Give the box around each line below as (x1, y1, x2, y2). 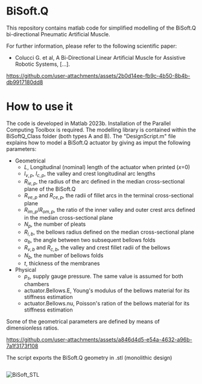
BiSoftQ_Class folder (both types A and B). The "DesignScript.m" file (6, 132, 176, 139)
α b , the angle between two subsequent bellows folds (24, 236, 156, 245)
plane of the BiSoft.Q (24, 185, 76, 193)
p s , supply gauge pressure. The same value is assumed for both (24, 273, 184, 281)
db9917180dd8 (6, 78, 43, 86)
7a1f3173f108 (6, 342, 39, 350)
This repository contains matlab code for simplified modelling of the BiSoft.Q (6, 24, 196, 31)
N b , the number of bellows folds (24, 252, 104, 261)
